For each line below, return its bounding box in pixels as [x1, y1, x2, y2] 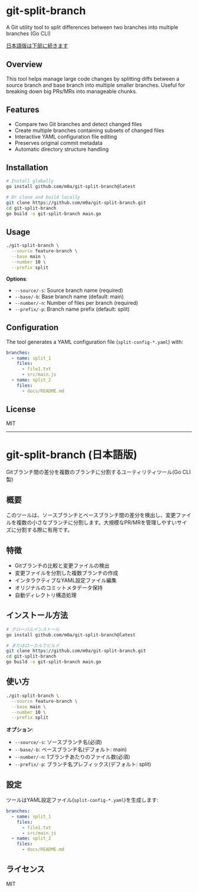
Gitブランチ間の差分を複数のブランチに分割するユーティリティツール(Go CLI [6, 469, 191, 476]
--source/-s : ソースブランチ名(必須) [14, 739, 103, 746]
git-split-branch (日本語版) [6, 448, 137, 461]
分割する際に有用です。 [16, 526, 73, 534]
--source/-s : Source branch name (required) [14, 287, 124, 294]
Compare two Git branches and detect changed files [14, 120, 143, 127]
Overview [6, 60, 43, 70]
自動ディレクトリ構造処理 [14, 591, 77, 598]
